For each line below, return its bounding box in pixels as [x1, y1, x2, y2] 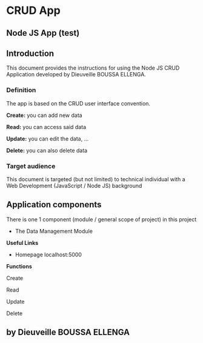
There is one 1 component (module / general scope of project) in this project [6, 216, 197, 223]
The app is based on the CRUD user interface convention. [6, 99, 150, 107]
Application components [6, 199, 102, 210]
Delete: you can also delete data [6, 147, 88, 154]
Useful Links [6, 239, 39, 246]
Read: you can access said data [6, 123, 87, 130]
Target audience [6, 162, 56, 170]
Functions [6, 262, 32, 270]
